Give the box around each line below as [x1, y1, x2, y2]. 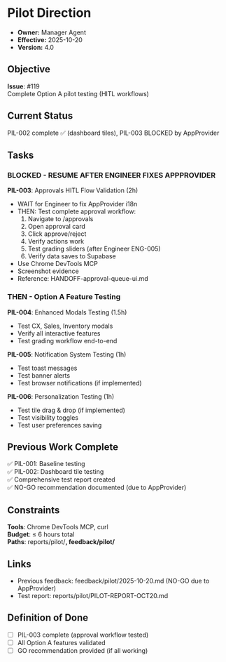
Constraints [7, 504, 60, 516]
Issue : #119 [7, 82, 40, 91]
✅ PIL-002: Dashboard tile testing [7, 468, 104, 476]
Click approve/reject [27, 230, 87, 238]
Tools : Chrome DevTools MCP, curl [7, 523, 108, 531]
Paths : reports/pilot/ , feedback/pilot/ [7, 538, 115, 546]
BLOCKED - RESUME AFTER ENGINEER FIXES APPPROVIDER [7, 170, 216, 180]
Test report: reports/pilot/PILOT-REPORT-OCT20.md [17, 591, 169, 600]
